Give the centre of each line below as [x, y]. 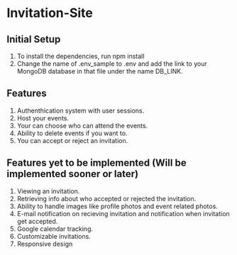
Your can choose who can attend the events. [82, 125]
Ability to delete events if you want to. [72, 133]
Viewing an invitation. [48, 191]
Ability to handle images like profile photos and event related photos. [117, 206]
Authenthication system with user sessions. [81, 110]
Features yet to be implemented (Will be [97, 163]
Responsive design [45, 244]
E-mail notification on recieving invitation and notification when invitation [123, 213]
